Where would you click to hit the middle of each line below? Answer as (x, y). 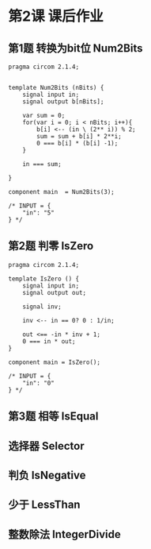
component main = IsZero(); (55, 362)
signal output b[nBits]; (63, 102)
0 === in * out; (49, 341)
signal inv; (42, 307)
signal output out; (55, 292)
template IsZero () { (44, 279)
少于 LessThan (44, 505)
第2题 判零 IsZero (51, 246)
